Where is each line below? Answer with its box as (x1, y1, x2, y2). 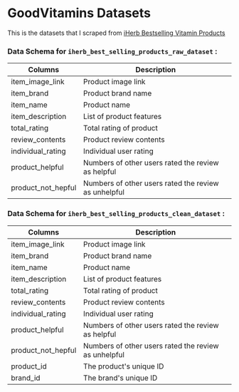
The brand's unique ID (83, 373, 158, 383)
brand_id (11, 373, 41, 383)
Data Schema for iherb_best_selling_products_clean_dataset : (7, 209, 225, 219)
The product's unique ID (83, 361, 164, 371)
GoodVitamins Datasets (7, 5, 152, 21)
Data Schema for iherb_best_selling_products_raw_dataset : (7, 46, 218, 56)
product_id (11, 361, 48, 371)
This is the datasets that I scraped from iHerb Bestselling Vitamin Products (7, 29, 225, 37)
